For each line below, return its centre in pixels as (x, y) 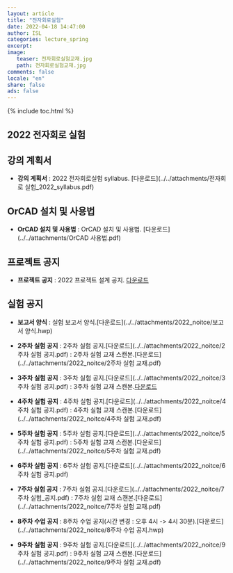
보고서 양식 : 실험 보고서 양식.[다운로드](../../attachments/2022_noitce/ (115, 322)
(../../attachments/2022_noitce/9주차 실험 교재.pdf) (89, 562)
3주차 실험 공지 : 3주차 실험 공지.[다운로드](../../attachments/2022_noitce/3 (121, 378)
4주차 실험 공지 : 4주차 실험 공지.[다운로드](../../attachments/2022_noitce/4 (121, 401)
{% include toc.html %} (41, 111)
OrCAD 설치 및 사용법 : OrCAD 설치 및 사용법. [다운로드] (94, 229)
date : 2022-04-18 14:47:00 (46, 26)
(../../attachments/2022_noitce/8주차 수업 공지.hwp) (90, 530)
